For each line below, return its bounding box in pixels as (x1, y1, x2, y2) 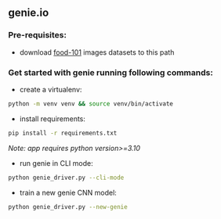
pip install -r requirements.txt (8, 129, 118, 137)
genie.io (8, 6, 49, 20)
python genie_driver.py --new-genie (8, 203, 128, 210)
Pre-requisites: (8, 30, 67, 41)
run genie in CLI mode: (19, 158, 93, 167)
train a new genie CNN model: (19, 188, 118, 197)
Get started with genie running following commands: (8, 66, 213, 77)
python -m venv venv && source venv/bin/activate (8, 99, 174, 108)
